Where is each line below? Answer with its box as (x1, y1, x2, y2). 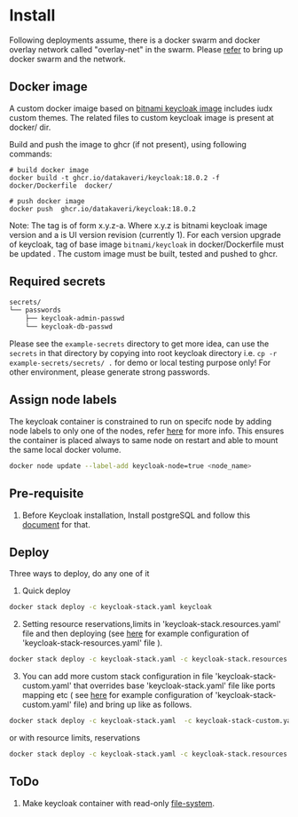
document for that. (21, 519, 90, 529)
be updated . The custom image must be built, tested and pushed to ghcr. (9, 248, 278, 258)
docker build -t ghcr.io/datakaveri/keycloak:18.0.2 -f (9, 173, 220, 182)
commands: (9, 148, 53, 159)
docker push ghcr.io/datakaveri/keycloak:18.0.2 (9, 204, 197, 213)
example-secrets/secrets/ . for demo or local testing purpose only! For (9, 357, 271, 369)
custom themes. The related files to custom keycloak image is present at (9, 112, 275, 123)
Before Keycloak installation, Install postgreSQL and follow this (21, 510, 251, 520)
